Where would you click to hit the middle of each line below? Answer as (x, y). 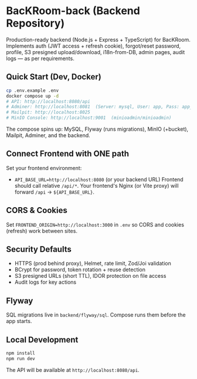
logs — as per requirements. (40, 58)
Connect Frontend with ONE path (67, 154)
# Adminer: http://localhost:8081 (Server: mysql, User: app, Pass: (93, 107)
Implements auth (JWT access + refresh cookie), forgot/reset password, (94, 46)
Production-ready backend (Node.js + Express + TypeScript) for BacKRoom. (98, 39)
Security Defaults (39, 249)
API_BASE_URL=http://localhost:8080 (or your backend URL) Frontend (99, 179)
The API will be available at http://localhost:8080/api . (73, 370)
